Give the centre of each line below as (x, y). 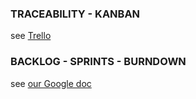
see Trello (31, 36)
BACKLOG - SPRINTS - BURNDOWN (98, 62)
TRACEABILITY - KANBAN (75, 14)
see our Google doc (51, 83)
